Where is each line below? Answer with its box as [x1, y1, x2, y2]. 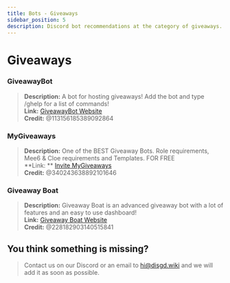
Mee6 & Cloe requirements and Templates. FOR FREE [23, 154, 175, 162]
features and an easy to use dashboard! [23, 208, 137, 217]
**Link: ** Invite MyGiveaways [23, 162, 112, 170]
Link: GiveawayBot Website [23, 107, 102, 115]
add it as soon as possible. [23, 269, 100, 277]
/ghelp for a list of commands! [23, 99, 110, 108]
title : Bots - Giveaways [7, 10, 78, 17]
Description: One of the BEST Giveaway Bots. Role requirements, [23, 147, 209, 155]
